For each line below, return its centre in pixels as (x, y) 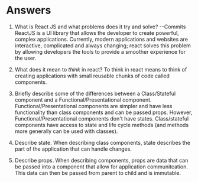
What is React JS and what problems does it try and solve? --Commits (100, 27)
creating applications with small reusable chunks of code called (92, 76)
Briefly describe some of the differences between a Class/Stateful (95, 93)
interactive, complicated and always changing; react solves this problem (103, 45)
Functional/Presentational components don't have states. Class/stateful (102, 118)
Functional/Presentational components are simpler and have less (93, 106)
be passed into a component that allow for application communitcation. (101, 167)
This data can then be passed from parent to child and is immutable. (98, 173)
